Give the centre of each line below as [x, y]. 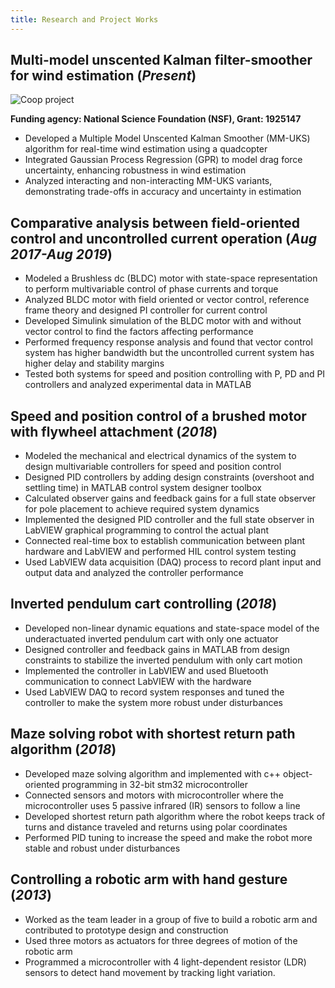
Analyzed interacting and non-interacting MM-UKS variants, [148, 181]
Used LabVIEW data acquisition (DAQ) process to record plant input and [173, 562]
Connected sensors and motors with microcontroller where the [154, 795]
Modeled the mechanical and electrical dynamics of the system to [160, 456]
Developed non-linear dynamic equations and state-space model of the [172, 628]
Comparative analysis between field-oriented [155, 222]
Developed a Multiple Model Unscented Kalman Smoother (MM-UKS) [167, 138]
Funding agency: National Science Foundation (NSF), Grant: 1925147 [156, 119]
